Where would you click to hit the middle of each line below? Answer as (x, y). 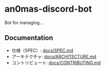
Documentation (29, 38)
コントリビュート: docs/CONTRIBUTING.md (56, 63)
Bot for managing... (24, 23)
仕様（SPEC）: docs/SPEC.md (42, 50)
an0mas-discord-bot (48, 9)
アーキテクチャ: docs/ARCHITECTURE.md (54, 56)
